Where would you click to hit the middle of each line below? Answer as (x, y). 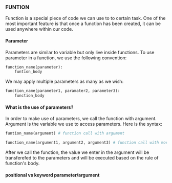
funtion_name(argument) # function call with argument (65, 133)
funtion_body (28, 72)
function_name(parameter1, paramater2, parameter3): (63, 91)
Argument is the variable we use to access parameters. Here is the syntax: (84, 124)
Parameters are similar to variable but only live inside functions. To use (80, 52)
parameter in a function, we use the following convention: (66, 58)
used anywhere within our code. (39, 29)
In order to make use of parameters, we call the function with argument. (81, 119)
